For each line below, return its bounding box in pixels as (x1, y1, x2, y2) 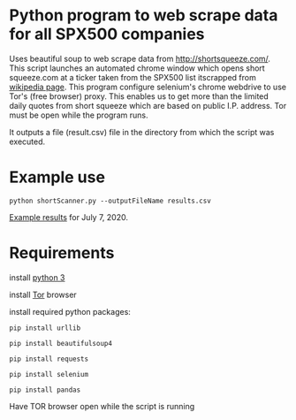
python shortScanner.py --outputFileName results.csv (9, 196, 212, 205)
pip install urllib (9, 324, 81, 332)
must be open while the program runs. (9, 110, 148, 120)
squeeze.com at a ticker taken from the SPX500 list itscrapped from (9, 72, 256, 82)
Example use (9, 167, 106, 187)
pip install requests (9, 355, 89, 363)
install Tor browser (9, 289, 77, 300)
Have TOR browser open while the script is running (9, 401, 195, 411)
